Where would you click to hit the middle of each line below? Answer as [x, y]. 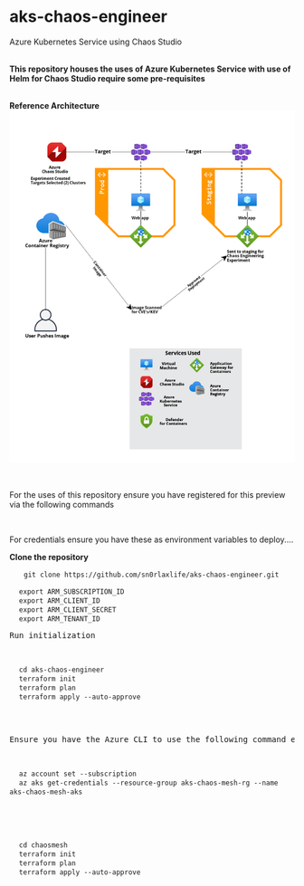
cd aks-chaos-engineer [62, 670]
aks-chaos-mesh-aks [46, 792]
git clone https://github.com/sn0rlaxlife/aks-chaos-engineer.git [152, 575]
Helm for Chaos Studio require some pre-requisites [107, 78]
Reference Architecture [54, 105]
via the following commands [62, 505]
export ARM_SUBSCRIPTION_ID [71, 592]
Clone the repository [49, 557]
